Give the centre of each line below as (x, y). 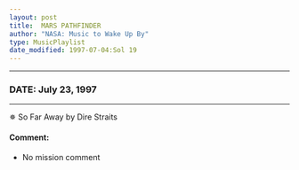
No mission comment (61, 157)
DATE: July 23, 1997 (53, 89)
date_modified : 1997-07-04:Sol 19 (73, 50)
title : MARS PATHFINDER (55, 26)
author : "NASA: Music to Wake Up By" (79, 34)
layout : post (33, 17)
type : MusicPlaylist (48, 42)
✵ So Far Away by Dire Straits (64, 117)
